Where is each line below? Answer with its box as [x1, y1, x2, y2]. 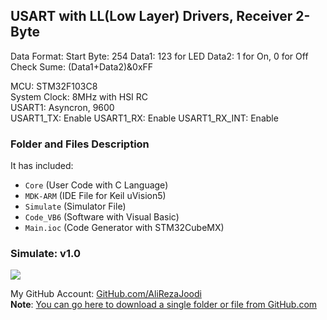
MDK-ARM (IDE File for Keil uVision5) [24, 190, 167, 202]
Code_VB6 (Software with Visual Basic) [24, 211, 180, 223]
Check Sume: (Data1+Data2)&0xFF [10, 60, 154, 73]
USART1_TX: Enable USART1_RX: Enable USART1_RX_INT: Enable [10, 112, 279, 124]
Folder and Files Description [10, 137, 150, 151]
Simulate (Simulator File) [24, 200, 127, 213]
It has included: [10, 160, 74, 172]
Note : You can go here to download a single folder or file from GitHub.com [10, 299, 318, 311]
